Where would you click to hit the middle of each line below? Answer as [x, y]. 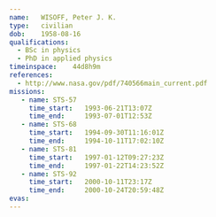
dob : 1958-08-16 [45, 34]
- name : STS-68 [49, 125]
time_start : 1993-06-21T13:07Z [90, 108]
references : [31, 75]
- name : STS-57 [49, 100]
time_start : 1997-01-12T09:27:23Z [96, 157]
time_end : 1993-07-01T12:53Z [90, 116]
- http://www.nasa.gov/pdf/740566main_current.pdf [112, 83]
